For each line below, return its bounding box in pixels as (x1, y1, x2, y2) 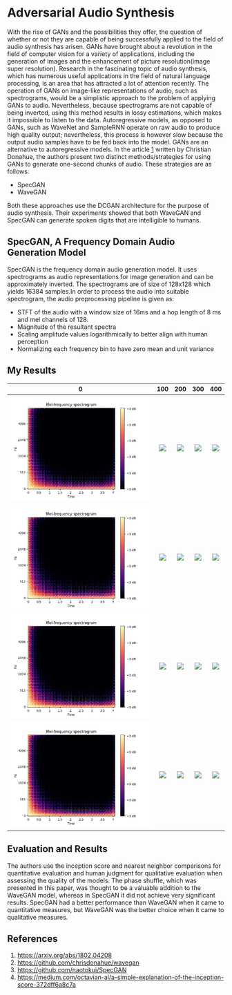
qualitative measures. (7, 913, 68, 921)
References (7, 933, 58, 945)
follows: (7, 167, 30, 176)
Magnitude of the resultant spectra (17, 323, 117, 331)
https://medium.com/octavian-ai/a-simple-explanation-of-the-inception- (17, 973, 224, 982)
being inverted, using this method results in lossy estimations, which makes (7, 108, 222, 117)
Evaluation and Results (7, 843, 108, 855)
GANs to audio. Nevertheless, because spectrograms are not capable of (7, 101, 213, 109)
